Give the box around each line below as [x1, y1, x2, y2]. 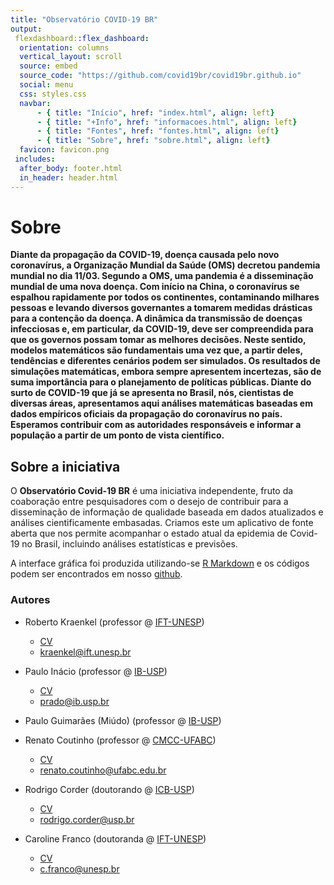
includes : [14, 154, 56, 164]
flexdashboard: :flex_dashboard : [14, 33, 150, 43]
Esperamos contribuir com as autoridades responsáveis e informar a [10, 419, 302, 431]
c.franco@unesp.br [39, 862, 120, 875]
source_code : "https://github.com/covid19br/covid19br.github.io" [19, 71, 302, 81]
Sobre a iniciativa [10, 458, 121, 475]
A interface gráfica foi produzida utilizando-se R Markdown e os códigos [10, 557, 310, 570]
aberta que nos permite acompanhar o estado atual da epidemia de [10, 527, 288, 540]
